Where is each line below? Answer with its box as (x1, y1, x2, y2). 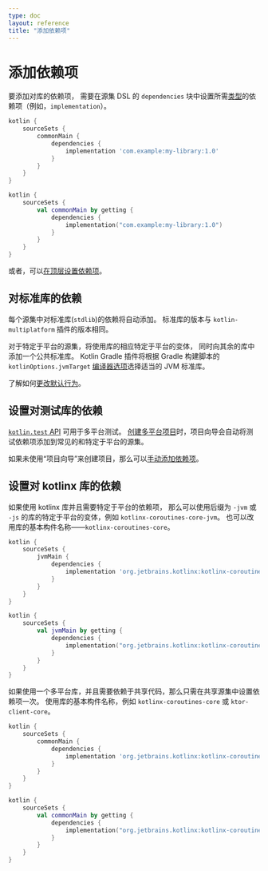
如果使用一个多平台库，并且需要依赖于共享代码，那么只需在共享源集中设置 (8, 686, 253, 696)
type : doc (8, 11, 41, 20)
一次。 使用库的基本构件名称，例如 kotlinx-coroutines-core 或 (22, 697, 230, 706)
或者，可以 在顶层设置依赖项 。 (8, 266, 106, 276)
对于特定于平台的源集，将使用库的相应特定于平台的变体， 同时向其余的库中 (8, 341, 255, 351)
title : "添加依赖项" (8, 26, 70, 34)
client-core (8, 708, 48, 716)
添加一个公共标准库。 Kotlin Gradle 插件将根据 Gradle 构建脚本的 (8, 351, 220, 360)
